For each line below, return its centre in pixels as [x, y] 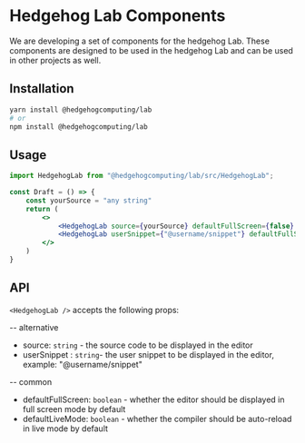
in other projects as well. [55, 60]
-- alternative [34, 327]
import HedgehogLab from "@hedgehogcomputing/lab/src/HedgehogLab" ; [142, 176]
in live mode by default [65, 428]
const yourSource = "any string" [89, 201]
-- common [31, 381]
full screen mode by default [74, 409]
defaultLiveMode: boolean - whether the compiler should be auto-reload [157, 418]
